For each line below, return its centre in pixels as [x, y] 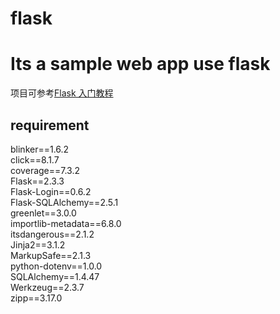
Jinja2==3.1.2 [38, 244]
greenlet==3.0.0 [43, 213]
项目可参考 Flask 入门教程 [62, 93]
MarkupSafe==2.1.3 [51, 255]
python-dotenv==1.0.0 [56, 266]
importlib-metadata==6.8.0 [66, 223]
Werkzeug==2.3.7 [47, 287]
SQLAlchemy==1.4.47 [55, 276]
